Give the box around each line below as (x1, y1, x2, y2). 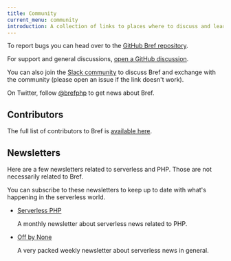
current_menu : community (7, 16, 78, 23)
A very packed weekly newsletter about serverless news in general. (16, 247, 209, 254)
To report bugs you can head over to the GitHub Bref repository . (7, 42, 189, 50)
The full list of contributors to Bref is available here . (7, 127, 153, 135)
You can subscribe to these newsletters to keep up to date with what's (7, 186, 206, 194)
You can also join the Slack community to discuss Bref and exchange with (7, 68, 217, 76)
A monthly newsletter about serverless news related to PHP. (16, 220, 188, 227)
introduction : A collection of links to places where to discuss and (7, 23, 211, 30)
